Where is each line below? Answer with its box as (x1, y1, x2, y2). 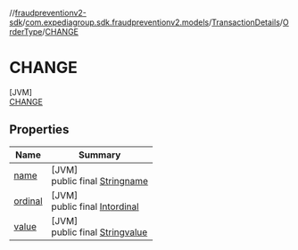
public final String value (51, 226, 148, 238)
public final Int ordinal (51, 200, 140, 213)
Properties (9, 122, 70, 137)
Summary (79, 149, 121, 161)
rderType (9, 27, 43, 36)
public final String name (51, 174, 149, 187)
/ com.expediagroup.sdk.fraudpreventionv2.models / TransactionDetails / (21, 17, 284, 28)
